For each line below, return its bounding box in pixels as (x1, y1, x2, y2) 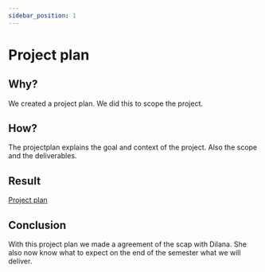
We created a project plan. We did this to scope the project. (8, 99, 204, 108)
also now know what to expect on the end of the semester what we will (8, 248, 241, 258)
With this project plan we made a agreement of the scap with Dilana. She (8, 239, 247, 249)
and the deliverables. (8, 151, 77, 161)
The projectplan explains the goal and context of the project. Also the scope (8, 142, 258, 152)
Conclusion (8, 218, 67, 231)
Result (8, 174, 41, 188)
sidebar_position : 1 (8, 11, 77, 20)
